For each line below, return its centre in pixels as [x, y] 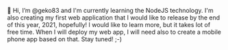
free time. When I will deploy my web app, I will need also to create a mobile [114, 32]
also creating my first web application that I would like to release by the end [114, 18]
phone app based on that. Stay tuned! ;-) [64, 39]
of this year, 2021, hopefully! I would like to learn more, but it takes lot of [109, 25]
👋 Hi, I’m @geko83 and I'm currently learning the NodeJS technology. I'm [110, 10]
